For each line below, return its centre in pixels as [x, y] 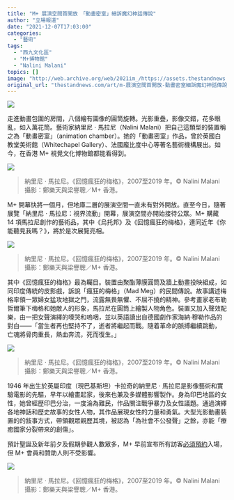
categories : [24, 33]
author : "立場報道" [33, 20]
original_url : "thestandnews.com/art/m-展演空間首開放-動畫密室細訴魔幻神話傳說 [117, 85]
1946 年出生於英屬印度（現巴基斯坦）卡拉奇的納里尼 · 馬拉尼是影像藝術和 [112, 386]
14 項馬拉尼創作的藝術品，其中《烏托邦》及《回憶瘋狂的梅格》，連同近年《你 [117, 222]
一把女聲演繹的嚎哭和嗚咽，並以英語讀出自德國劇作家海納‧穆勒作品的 [124, 317]
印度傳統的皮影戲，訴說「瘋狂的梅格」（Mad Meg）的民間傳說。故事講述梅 [120, 291]
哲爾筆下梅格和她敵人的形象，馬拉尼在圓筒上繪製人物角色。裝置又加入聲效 [114, 308]
